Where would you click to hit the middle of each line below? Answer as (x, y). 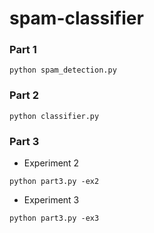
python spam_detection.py (63, 70)
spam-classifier (76, 18)
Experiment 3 (51, 200)
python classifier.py (54, 116)
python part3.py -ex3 (54, 218)
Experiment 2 (51, 163)
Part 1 (23, 50)
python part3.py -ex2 (54, 182)
